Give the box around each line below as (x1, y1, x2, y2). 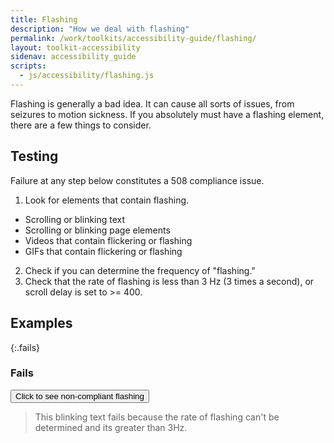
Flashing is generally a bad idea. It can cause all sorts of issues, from (10, 97, 295, 110)
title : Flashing (10, 14, 78, 25)
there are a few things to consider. (10, 119, 152, 131)
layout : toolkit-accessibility (10, 42, 141, 53)
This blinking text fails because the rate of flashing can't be (34, 411, 280, 423)
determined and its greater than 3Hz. (34, 421, 188, 433)
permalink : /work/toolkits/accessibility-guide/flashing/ (10, 33, 257, 43)
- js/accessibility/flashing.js (19, 71, 155, 81)
